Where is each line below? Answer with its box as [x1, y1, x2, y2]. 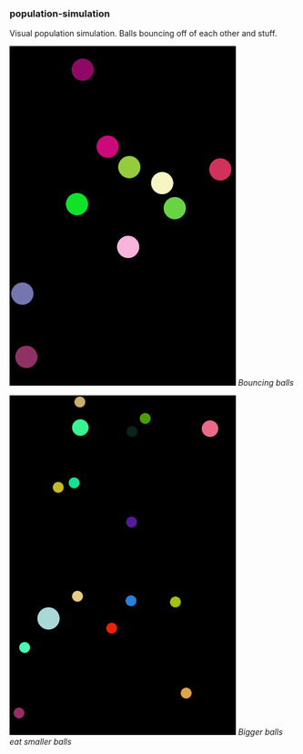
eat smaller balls [9, 737, 72, 748]
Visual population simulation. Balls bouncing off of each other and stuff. [9, 28, 278, 39]
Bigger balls [237, 727, 284, 738]
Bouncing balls [237, 377, 294, 388]
